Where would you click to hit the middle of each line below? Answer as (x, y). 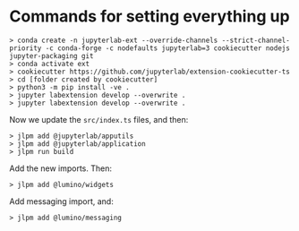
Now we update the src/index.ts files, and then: (99, 119)
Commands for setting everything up (149, 17)
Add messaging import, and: (61, 201)
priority (26, 48)
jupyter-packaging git (51, 56)
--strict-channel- (256, 40)
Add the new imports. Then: (60, 168)
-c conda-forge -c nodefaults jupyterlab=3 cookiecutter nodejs (168, 48)
